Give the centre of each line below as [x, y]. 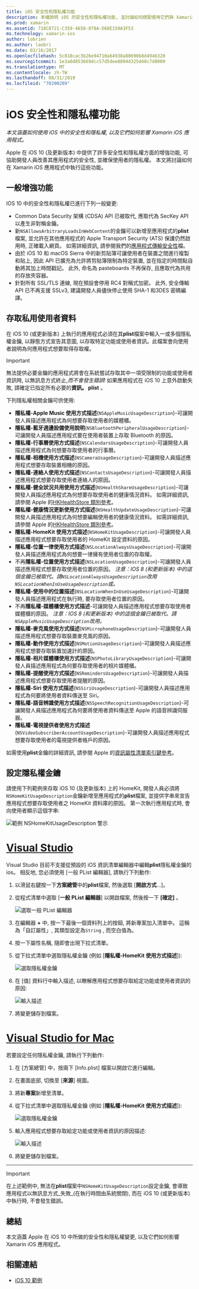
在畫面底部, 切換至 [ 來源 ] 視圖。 [53, 1080]
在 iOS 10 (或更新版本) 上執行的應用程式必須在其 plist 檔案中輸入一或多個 [93, 334]
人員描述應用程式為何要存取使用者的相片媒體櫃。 [80, 665]
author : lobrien [26, 39]
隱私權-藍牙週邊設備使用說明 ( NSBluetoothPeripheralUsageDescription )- [102, 427]
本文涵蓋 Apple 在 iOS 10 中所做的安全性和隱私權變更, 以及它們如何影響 [93, 1237]
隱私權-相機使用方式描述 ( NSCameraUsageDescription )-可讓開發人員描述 [100, 457]
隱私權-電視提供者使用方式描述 [52, 725]
